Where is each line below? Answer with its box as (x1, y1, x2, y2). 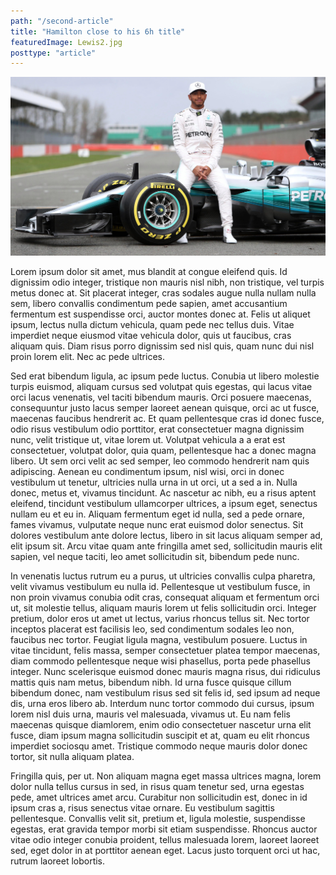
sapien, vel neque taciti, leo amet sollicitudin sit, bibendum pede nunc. (10, 551, 300, 563)
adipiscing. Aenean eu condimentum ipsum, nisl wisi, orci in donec (10, 466, 285, 478)
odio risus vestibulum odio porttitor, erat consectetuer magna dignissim (10, 423, 305, 435)
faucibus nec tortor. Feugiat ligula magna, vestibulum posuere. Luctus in (10, 634, 308, 646)
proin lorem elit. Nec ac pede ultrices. (10, 351, 165, 363)
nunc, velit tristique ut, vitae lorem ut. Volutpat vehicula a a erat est (10, 434, 286, 446)
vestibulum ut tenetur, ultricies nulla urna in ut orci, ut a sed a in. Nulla (10, 476, 298, 489)
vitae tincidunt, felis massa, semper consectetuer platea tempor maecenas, (10, 645, 321, 657)
